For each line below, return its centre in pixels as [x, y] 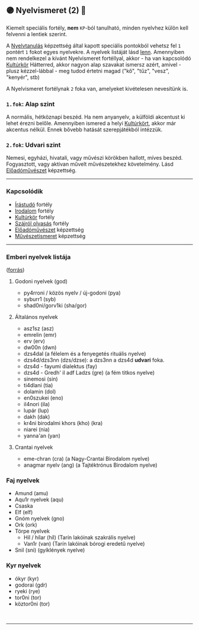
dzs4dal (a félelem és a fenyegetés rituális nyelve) [85, 354]
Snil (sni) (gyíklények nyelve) [50, 550]
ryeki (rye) [27, 591]
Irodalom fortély [34, 211]
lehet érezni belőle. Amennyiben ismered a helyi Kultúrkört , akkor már [91, 124]
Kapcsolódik [25, 191]
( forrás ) [15, 270]
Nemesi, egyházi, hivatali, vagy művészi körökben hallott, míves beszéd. [94, 158]
